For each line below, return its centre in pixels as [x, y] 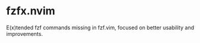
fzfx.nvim [31, 11]
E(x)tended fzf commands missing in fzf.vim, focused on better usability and [100, 27]
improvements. [24, 33]
